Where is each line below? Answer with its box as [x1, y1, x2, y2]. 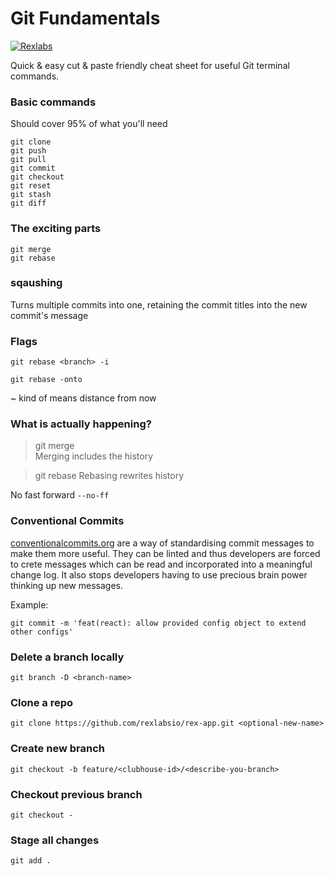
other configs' [10, 627, 74, 637]
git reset [10, 181, 52, 191]
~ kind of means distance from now [10, 392, 157, 404]
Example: [10, 598, 49, 611]
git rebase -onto [10, 375, 83, 385]
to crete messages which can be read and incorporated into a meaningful [10, 558, 313, 570]
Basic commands [10, 95, 97, 109]
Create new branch [10, 742, 105, 756]
